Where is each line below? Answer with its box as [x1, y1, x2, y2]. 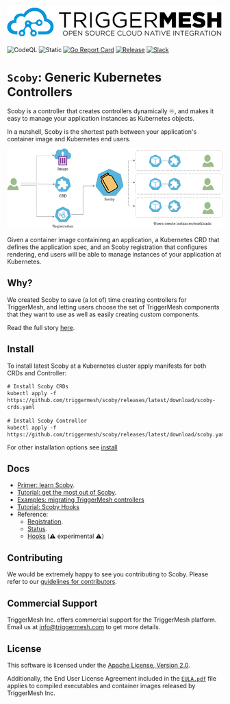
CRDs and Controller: [7, 368, 67, 377]
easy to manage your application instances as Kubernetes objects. [7, 114, 195, 122]
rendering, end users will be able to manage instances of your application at [7, 250, 222, 259]
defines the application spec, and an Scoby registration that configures [7, 243, 207, 251]
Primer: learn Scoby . [16, 481, 75, 489]
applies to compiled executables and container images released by [7, 681, 196, 690]
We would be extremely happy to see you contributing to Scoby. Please [7, 570, 209, 578]
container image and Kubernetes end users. [7, 134, 131, 143]
